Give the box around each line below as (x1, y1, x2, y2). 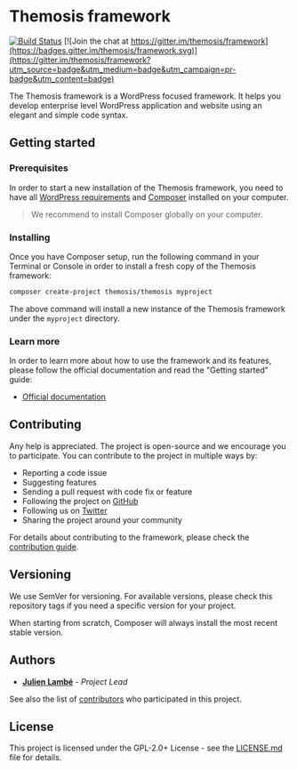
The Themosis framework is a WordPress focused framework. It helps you (9, 91, 282, 101)
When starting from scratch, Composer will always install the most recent (9, 617, 278, 628)
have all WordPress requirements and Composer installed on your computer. (9, 191, 289, 202)
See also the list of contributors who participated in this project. (9, 694, 243, 704)
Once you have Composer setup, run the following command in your (9, 251, 260, 261)
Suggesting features (21, 477, 97, 487)
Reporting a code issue (21, 467, 108, 477)
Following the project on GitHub (21, 495, 139, 506)
